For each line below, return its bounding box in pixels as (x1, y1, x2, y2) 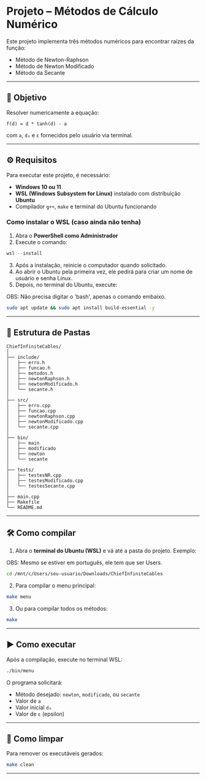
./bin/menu (6, 667, 34, 674)
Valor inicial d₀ (15, 703, 52, 711)
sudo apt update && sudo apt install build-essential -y (6, 305, 155, 311)
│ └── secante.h (6, 386, 53, 393)
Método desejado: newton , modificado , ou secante (15, 690, 140, 698)
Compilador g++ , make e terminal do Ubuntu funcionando (15, 202, 157, 210)
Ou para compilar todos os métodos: (15, 605, 108, 612)
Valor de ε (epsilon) (15, 710, 65, 717)
